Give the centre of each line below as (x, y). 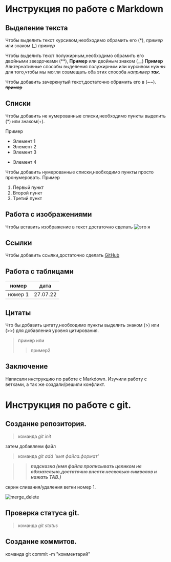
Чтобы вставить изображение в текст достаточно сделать (69, 227)
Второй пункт (27, 192)
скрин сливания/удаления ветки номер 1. (51, 487)
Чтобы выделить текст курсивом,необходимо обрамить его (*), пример (84, 40)
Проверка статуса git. (42, 513)
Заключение (27, 367)
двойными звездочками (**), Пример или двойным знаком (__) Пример (84, 61)
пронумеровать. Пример (33, 177)
